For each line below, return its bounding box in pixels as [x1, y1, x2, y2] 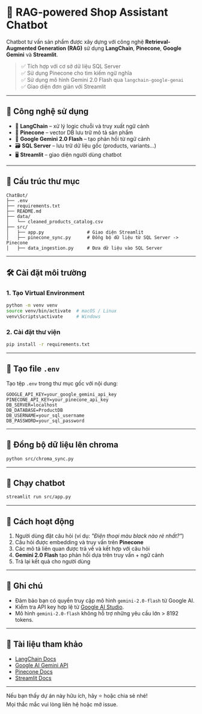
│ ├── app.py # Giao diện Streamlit [6, 229, 144, 235]
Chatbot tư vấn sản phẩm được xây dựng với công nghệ [6, 38, 144, 45]
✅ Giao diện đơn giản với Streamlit [20, 82, 106, 90]
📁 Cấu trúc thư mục [6, 176, 80, 187]
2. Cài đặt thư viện [6, 328, 61, 336]
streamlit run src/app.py [6, 494, 71, 500]
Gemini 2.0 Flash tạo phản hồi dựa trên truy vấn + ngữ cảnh [14, 551, 164, 559]
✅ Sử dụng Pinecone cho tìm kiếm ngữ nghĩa [20, 69, 132, 76]
